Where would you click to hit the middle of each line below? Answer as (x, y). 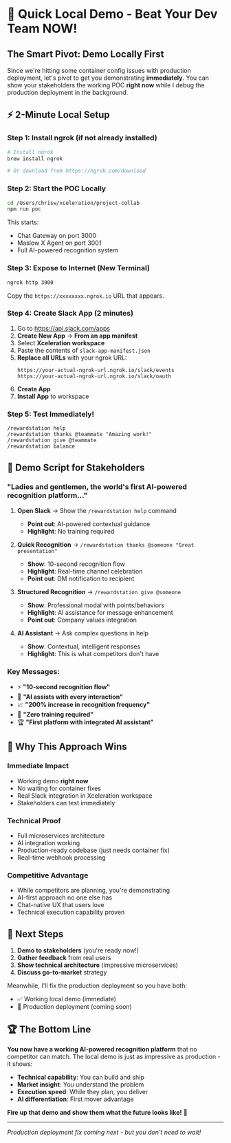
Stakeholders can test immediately (66, 803)
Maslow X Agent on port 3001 (59, 243)
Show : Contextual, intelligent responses (84, 646)
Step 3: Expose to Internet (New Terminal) (78, 268)
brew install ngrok (35, 159)
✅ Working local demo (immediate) (67, 999)
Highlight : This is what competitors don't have (93, 653)
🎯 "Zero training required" (55, 715)
